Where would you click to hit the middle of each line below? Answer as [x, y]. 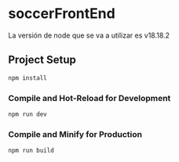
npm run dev [27, 114]
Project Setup [42, 60]
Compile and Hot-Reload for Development [89, 98]
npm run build [31, 151]
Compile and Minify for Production [75, 134]
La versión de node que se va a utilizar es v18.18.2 [89, 35]
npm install [27, 78]
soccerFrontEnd [62, 14]
